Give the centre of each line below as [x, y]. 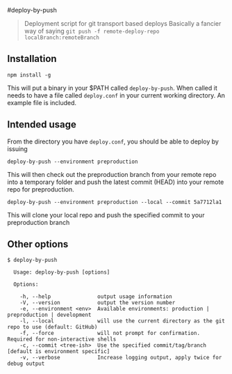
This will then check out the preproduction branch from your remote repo [112, 174]
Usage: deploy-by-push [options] [62, 272]
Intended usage [42, 125]
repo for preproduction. [41, 189]
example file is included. [42, 102]
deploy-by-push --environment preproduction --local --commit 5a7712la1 [115, 202]
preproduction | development [49, 315]
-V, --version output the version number [98, 303]
